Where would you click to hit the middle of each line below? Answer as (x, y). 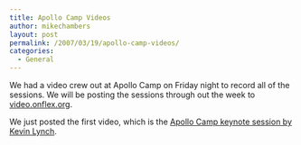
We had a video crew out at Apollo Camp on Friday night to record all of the (150, 85)
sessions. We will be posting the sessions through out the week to (132, 95)
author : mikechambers (50, 26)
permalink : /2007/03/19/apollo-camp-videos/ (94, 43)
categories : (32, 51)
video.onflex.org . (41, 104)
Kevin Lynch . (33, 131)
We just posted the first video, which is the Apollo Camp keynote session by (150, 122)
